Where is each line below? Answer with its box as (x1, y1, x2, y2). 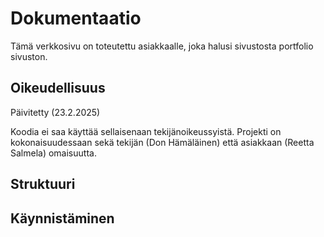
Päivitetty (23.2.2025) (10, 106, 101, 118)
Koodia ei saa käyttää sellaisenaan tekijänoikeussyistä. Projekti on (10, 125, 282, 137)
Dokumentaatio (10, 7, 142, 30)
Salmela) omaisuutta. (10, 147, 97, 159)
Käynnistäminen (10, 210, 115, 227)
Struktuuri (10, 176, 76, 193)
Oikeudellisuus (10, 80, 106, 97)
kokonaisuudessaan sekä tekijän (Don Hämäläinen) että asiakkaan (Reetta (10, 136, 315, 148)
